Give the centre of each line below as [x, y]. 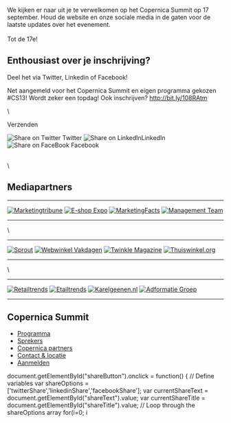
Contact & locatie [42, 356]
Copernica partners [45, 348]
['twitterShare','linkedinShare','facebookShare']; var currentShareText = [108, 391]
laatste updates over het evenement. [59, 24]
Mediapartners [40, 187]
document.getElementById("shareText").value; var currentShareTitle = [107, 398]
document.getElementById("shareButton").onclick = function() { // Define [111, 376]
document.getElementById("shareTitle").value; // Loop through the [101, 405]
